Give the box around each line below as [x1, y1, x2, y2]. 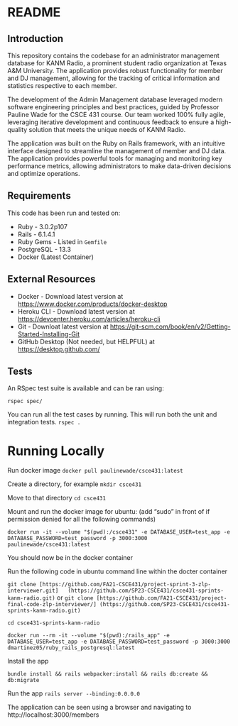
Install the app [7, 657, 49, 666]
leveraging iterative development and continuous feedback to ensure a [7, 118, 215, 126]
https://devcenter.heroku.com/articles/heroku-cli [17, 314, 161, 323]
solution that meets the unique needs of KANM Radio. [28, 126, 186, 133]
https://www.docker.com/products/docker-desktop [17, 299, 168, 308]
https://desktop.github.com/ [17, 345, 100, 353]
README [7, 4, 61, 21]
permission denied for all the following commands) [7, 515, 156, 524]
